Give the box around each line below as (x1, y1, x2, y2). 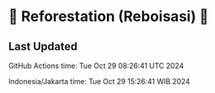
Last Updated (8, 40, 78, 53)
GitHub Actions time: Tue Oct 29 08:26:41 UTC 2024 (8, 61, 184, 70)
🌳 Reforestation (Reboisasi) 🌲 (8, 7, 209, 26)
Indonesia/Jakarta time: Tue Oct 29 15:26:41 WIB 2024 (8, 77, 191, 86)
